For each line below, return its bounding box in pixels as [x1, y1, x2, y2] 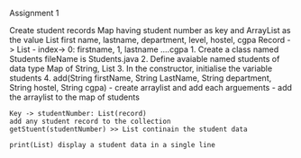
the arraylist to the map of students [9, 92, 140, 102]
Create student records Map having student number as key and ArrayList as [9, 25, 291, 35]
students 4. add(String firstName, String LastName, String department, [9, 73, 272, 83]
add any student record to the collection [9, 117, 171, 126]
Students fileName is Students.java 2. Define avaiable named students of [9, 54, 280, 64]
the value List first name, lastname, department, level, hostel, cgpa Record [9, 35, 286, 45]
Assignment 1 [9, 8, 59, 18]
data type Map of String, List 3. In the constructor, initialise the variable [9, 63, 273, 74]
